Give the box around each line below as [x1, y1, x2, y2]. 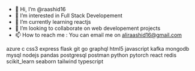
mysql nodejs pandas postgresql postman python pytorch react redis [6, 51, 177, 58]
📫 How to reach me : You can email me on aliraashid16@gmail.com [14, 32, 182, 38]
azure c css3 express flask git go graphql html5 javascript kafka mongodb [6, 45, 190, 52]
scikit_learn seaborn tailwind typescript [6, 58, 104, 65]
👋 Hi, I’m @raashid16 [14, 6, 66, 13]
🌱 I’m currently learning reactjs [14, 18, 91, 25]
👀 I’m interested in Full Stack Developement [14, 12, 123, 19]
